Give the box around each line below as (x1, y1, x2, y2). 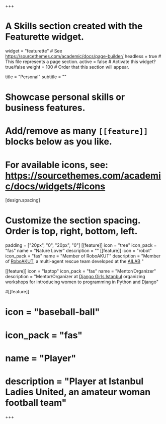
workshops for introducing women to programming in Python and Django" (5, 279, 158, 285)
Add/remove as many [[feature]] (5, 125, 148, 137)
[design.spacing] (5, 197, 40, 203)
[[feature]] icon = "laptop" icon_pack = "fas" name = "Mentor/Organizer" (5, 268, 156, 274)
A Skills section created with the (5, 21, 143, 32)
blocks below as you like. (5, 136, 112, 147)
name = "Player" (5, 352, 76, 364)
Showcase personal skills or (5, 91, 125, 103)
